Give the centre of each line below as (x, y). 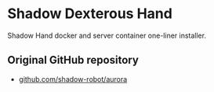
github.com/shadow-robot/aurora (73, 79)
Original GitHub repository (73, 60)
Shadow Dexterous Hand (90, 14)
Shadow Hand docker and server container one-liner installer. (107, 35)
